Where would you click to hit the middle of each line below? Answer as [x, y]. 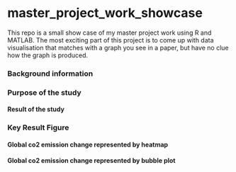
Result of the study [36, 109]
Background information [50, 74]
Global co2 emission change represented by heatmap [88, 144]
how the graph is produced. [48, 55]
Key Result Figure [38, 127]
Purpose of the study [44, 92]
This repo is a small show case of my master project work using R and [109, 33]
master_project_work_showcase [105, 13]
